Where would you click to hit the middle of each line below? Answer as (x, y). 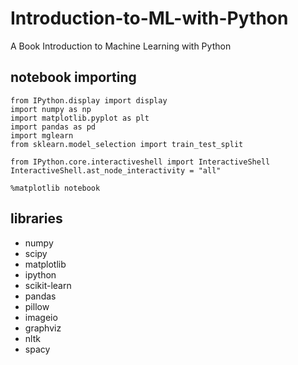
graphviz (43, 328)
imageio (41, 317)
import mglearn (42, 135)
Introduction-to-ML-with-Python (149, 18)
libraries (36, 218)
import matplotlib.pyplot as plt (80, 118)
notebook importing (73, 77)
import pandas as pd (53, 127)
